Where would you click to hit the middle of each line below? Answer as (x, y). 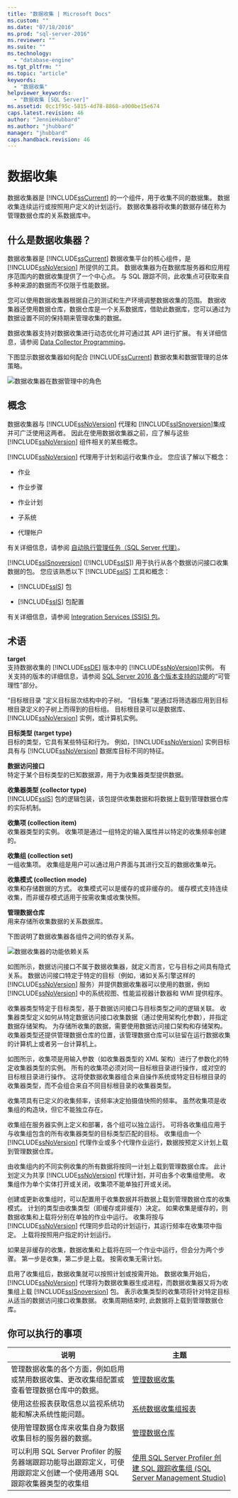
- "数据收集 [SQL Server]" (51, 100)
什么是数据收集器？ (49, 240)
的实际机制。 (26, 808)
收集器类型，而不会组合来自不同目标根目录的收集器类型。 (91, 1085)
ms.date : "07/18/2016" (41, 27)
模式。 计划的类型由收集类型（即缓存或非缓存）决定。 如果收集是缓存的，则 (118, 1207)
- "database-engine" (44, 60)
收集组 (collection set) (40, 855)
